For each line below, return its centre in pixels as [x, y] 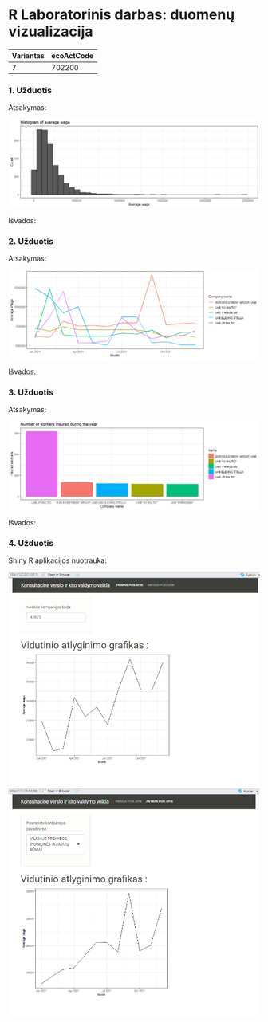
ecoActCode [73, 56]
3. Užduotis [31, 392]
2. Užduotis [31, 242]
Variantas [28, 56]
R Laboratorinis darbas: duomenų [122, 15]
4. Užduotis [31, 543]
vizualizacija [51, 31]
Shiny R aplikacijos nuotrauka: [58, 560]
